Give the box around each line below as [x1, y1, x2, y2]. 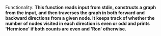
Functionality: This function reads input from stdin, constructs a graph [5, 5, 156, 10]
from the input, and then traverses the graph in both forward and [5, 10, 145, 16]
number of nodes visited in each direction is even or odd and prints [5, 20, 150, 26]
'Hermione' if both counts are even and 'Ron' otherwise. [5, 26, 126, 32]
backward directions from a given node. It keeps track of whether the [5, 15, 155, 21]
